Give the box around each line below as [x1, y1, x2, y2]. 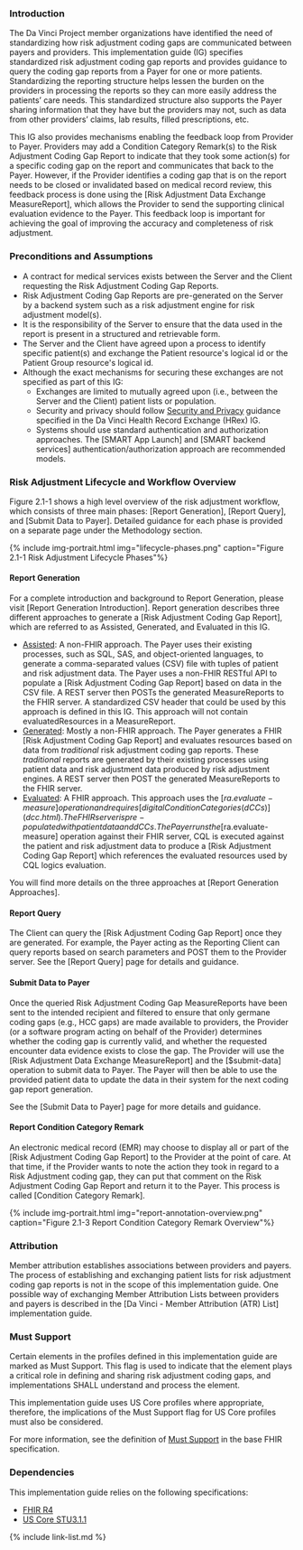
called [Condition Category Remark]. [9, 1190, 146, 1200]
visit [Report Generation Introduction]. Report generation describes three [9, 602, 280, 613]
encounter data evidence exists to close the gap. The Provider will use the [9, 1045, 285, 1056]
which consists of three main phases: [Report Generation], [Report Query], [9, 505, 287, 517]
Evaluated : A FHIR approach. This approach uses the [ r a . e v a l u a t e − [22, 793, 273, 804]
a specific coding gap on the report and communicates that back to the [9, 161, 274, 172]
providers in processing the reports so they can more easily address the [9, 85, 277, 97]
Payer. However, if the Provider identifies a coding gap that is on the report [9, 170, 287, 181]
